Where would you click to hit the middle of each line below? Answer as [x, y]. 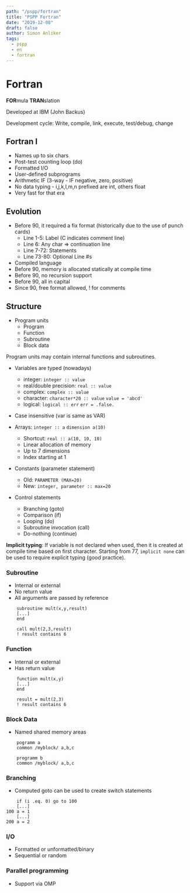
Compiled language [38, 263]
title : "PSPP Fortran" [34, 17]
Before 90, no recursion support [53, 276]
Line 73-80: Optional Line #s [58, 257]
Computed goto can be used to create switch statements [83, 791]
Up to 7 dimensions [46, 451]
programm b [30, 758]
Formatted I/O [31, 168]
